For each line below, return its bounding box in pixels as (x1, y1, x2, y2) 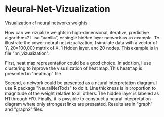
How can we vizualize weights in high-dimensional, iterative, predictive (5, 29, 149, 35)
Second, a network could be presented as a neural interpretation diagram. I (5, 80, 158, 86)
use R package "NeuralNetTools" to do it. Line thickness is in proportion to (5, 85, 156, 91)
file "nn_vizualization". (5, 50, 50, 56)
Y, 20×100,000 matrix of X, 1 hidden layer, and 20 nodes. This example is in (5, 45, 158, 51)
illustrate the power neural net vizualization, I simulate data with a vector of (5, 39, 158, 45)
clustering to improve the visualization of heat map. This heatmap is (5, 65, 143, 71)
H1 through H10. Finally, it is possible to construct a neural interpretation (5, 95, 151, 102)
